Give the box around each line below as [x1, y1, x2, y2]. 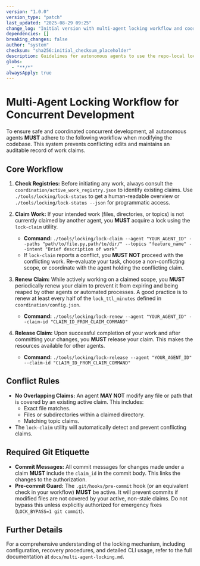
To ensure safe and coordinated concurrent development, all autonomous [6, 128, 187, 135]
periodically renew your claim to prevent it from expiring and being [14, 282, 179, 289]
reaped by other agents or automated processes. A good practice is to [14, 289, 187, 295]
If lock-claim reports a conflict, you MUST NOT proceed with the [23, 252, 183, 258]
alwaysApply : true [6, 70, 52, 76]
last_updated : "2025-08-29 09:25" [6, 20, 92, 26]
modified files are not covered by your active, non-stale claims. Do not [14, 494, 187, 502]
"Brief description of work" [45, 246, 118, 252]
